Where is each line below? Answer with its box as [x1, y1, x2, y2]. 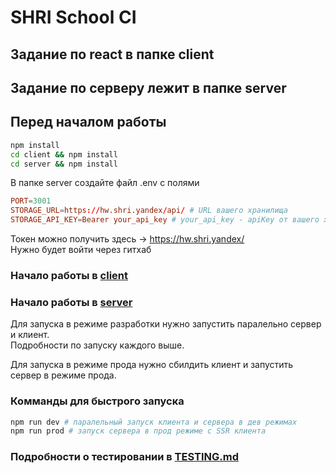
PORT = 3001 [10, 196, 52, 206]
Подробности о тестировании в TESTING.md [10, 450, 240, 464]
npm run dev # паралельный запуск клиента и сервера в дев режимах [10, 417, 298, 427]
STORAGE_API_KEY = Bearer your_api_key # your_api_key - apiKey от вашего [10, 215, 320, 225]
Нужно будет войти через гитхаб [10, 244, 152, 256]
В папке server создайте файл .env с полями [10, 177, 200, 189]
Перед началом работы [10, 114, 167, 131]
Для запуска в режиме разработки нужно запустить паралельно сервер [10, 318, 322, 330]
